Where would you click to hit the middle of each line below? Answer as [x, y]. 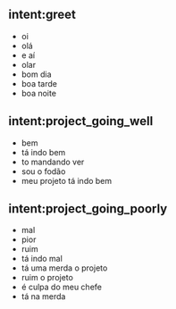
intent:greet [42, 15]
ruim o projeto [47, 278]
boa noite [39, 93]
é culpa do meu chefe [61, 287]
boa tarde [39, 83]
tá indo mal [42, 259]
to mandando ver [53, 162]
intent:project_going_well [81, 121]
